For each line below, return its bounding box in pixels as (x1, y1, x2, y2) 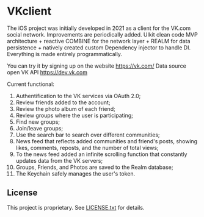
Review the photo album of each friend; (15, 105, 115, 112)
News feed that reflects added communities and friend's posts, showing (15, 137, 198, 144)
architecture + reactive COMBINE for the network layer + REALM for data (7, 37, 191, 44)
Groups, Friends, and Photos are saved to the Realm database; (15, 163, 173, 171)
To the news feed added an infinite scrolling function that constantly (15, 151, 188, 158)
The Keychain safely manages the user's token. (15, 169, 136, 177)
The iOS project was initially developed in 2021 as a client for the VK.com (7, 24, 191, 32)
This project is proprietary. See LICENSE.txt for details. (7, 204, 145, 211)
